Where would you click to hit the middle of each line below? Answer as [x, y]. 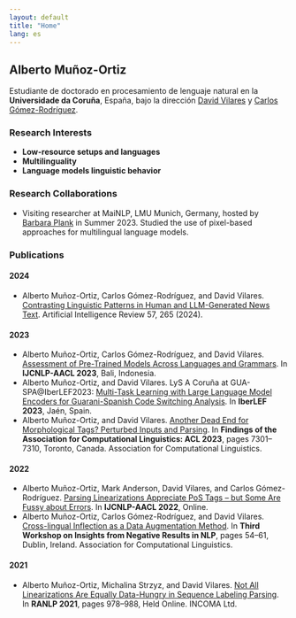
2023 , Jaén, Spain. [57, 411]
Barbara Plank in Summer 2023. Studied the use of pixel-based [137, 222]
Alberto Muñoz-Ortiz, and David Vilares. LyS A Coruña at [125, 382]
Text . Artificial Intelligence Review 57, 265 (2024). [112, 314]
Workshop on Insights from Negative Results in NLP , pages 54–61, [145, 536]
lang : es [25, 34]
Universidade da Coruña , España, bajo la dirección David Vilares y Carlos [144, 100]
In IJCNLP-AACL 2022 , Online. [152, 507]
